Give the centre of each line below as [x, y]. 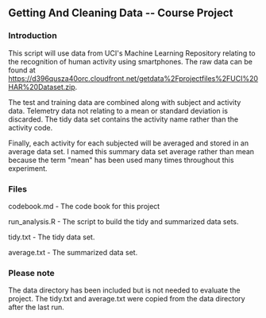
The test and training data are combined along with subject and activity [125, 102]
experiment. [28, 168]
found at [22, 70]
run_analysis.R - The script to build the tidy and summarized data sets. [124, 221]
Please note [32, 273]
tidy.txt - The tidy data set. [52, 237]
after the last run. [37, 307]
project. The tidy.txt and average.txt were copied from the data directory [127, 299]
